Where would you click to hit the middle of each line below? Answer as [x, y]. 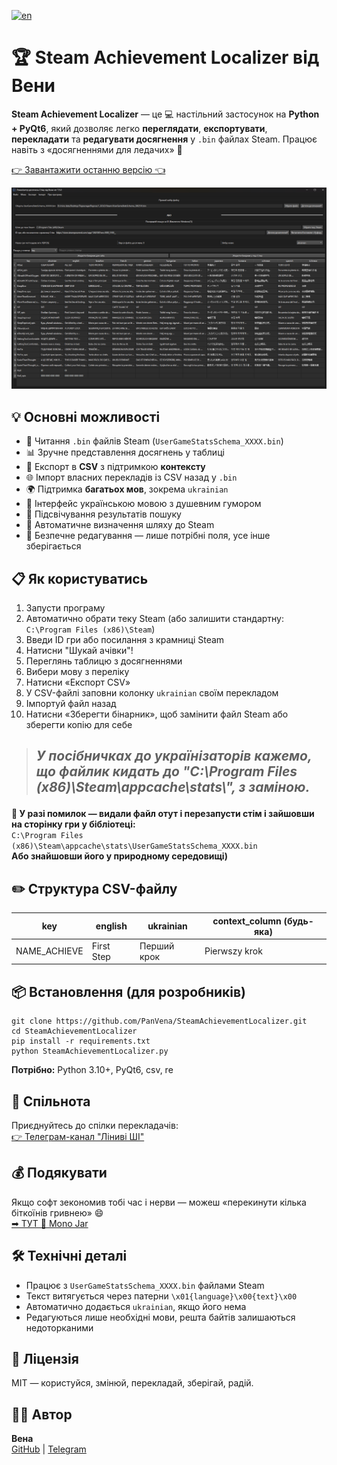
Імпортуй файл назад [71, 703]
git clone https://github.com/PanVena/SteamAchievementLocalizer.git [159, 1021]
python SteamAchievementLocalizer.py [90, 1051]
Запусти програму [65, 607]
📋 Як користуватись [80, 578]
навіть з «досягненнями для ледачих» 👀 [97, 149]
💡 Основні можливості [86, 416]
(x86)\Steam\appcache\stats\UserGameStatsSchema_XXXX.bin [134, 846]
